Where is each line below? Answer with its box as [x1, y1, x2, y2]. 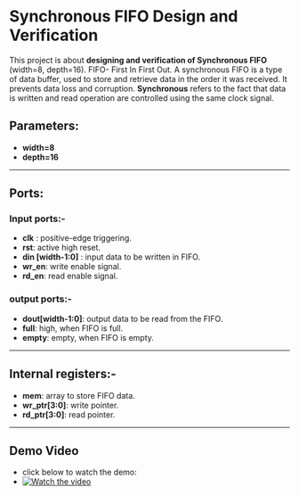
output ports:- [9, 293, 73, 305]
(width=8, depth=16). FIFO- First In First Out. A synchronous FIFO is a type [9, 64, 283, 75]
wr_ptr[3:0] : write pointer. [21, 400, 119, 410]
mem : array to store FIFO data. [21, 390, 135, 400]
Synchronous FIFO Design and [9, 6, 238, 27]
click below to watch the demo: [21, 466, 137, 478]
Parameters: [9, 119, 79, 134]
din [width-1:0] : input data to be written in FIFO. [21, 252, 201, 262]
